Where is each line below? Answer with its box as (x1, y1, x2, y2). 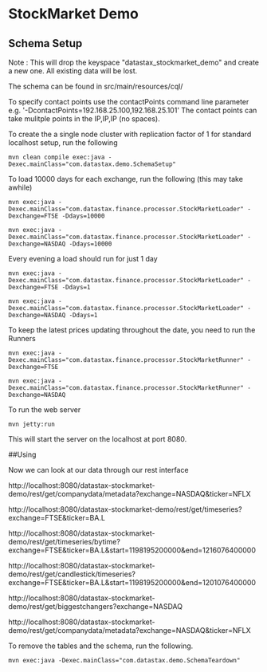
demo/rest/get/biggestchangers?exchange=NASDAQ (8, 602, 183, 611)
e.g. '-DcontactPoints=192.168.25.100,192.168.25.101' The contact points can (8, 105, 257, 115)
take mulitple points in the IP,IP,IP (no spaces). (8, 114, 161, 124)
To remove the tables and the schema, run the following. (8, 641, 194, 650)
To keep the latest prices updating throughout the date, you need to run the (8, 325, 256, 335)
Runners (8, 334, 36, 343)
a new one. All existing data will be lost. (8, 66, 138, 76)
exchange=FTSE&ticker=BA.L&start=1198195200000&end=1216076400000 (8, 545, 257, 555)
